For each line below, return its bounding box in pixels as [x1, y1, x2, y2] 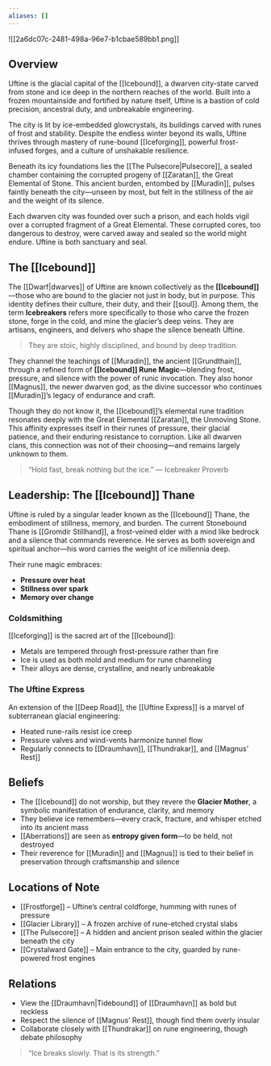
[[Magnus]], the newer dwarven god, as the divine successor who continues [8, 382, 262, 392]
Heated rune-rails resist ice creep [19, 726, 132, 736]
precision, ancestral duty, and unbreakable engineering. [8, 104, 194, 114]
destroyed [19, 840, 54, 850]
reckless [19, 1007, 49, 1017]
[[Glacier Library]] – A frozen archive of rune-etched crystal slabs [19, 919, 238, 929]
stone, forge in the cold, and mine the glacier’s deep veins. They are [8, 317, 235, 326]
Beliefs [8, 776, 44, 790]
